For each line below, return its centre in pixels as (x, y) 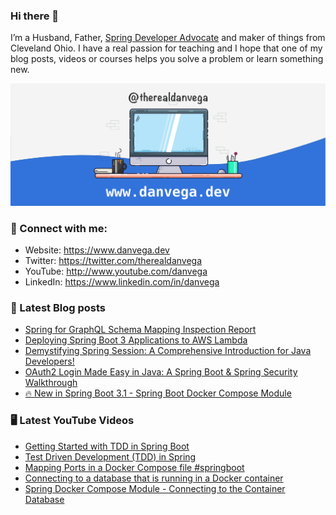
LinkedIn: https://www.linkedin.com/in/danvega (122, 281)
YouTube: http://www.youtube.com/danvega (116, 271)
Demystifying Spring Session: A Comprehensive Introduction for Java (168, 351)
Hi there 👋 (35, 16)
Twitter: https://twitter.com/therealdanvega (113, 260)
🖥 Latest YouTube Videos (72, 421)
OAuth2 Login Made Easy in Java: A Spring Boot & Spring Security (161, 372)
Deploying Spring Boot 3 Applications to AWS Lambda (136, 340)
